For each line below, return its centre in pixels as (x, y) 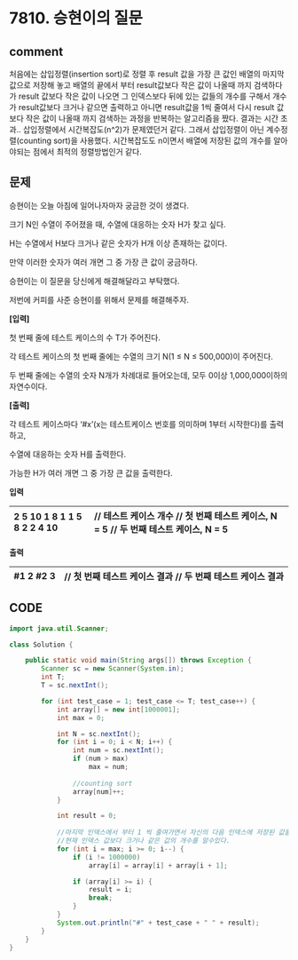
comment (36, 51)
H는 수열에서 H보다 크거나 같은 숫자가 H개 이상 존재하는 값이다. (118, 243)
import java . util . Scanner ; (59, 628)
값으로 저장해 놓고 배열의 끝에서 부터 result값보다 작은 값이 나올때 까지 (131, 85)
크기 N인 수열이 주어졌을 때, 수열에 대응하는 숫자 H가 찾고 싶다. (118, 224)
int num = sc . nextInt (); (118, 750)
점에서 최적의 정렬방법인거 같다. (87, 151)
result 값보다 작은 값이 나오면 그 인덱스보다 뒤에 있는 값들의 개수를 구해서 (144, 96)
